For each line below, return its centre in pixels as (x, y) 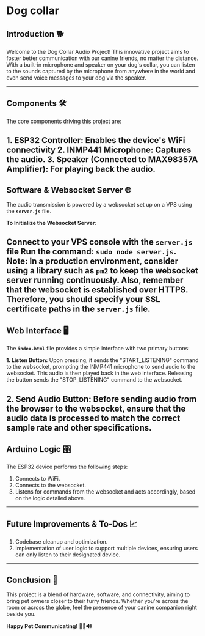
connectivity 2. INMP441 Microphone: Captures (99, 150)
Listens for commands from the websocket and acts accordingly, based (105, 492)
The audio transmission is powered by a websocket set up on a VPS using (99, 205)
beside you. (21, 614)
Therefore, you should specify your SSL (83, 299)
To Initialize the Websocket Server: (52, 223)
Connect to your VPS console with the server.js (99, 242)
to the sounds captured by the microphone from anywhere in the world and (101, 71)
